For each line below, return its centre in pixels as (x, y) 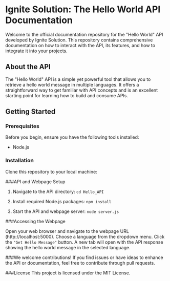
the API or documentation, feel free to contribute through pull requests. (80, 263)
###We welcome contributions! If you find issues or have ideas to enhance (84, 257)
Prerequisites (22, 126)
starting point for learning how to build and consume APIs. (67, 95)
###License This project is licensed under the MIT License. (68, 273)
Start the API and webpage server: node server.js (66, 211)
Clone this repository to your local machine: (51, 171)
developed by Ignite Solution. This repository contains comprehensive (79, 40)
